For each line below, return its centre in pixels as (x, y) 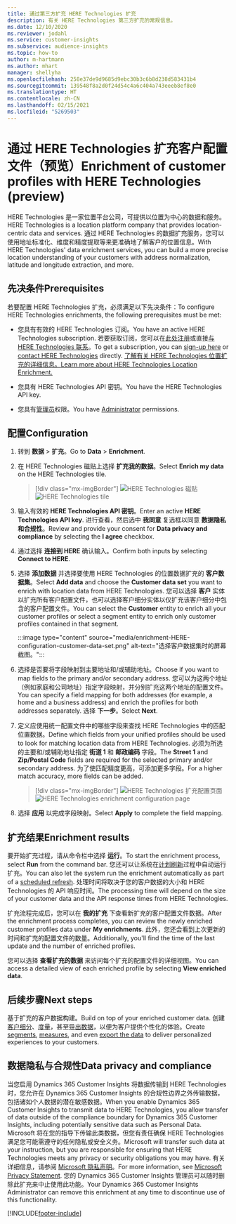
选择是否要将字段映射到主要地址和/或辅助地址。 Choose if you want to (118, 670)
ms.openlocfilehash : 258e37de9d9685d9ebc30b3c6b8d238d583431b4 (102, 79)
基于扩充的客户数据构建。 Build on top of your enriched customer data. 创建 (116, 1018)
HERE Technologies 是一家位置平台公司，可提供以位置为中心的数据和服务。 (117, 217)
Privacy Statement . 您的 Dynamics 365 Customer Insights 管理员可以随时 (113, 1175)
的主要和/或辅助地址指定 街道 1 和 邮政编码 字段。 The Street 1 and (113, 752)
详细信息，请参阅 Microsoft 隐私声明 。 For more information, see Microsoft (115, 1166)
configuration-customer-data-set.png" (73, 646)
